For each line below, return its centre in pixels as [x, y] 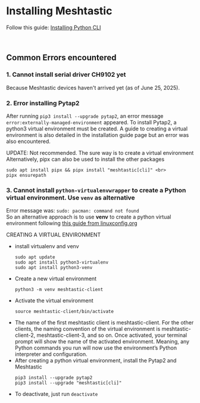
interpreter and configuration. [51, 354]
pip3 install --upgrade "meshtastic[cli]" [68, 383]
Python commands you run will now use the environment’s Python [96, 348]
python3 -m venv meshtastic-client [59, 290]
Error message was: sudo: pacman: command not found [73, 211]
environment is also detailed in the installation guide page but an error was [98, 135]
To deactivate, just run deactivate [56, 394]
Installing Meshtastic [59, 11]
